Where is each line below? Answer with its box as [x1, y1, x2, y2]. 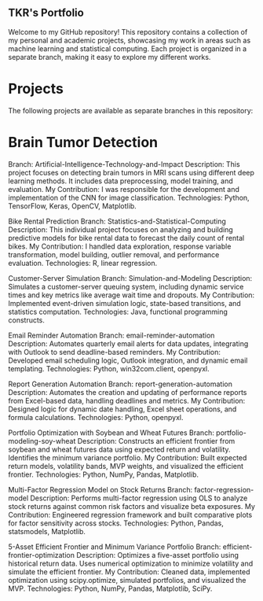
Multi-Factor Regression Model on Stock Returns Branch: [8, 485, 193, 494]
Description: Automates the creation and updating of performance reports [8, 387, 247, 396]
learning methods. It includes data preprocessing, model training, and [8, 176, 233, 186]
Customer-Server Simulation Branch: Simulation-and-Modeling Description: [8, 273, 253, 282]
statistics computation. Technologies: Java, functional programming [8, 307, 228, 316]
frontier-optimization [8, 550, 75, 559]
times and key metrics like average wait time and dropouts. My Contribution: [8, 290, 255, 300]
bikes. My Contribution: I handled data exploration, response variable [8, 242, 232, 251]
